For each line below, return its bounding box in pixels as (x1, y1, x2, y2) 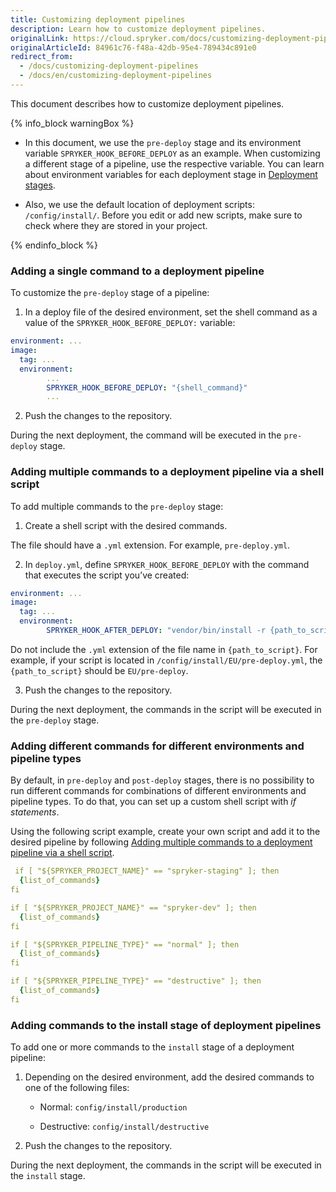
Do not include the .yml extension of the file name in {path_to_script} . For (10, 643, 318, 655)
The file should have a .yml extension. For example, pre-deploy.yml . (10, 539, 291, 551)
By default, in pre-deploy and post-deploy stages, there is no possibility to (10, 774, 315, 786)
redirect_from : (10, 52, 74, 62)
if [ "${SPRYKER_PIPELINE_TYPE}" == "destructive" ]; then (10, 976, 262, 986)
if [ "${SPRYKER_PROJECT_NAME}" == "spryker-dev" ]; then (10, 902, 257, 913)
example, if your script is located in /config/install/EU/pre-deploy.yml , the (10, 654, 323, 666)
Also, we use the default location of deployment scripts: (24, 198, 255, 210)
